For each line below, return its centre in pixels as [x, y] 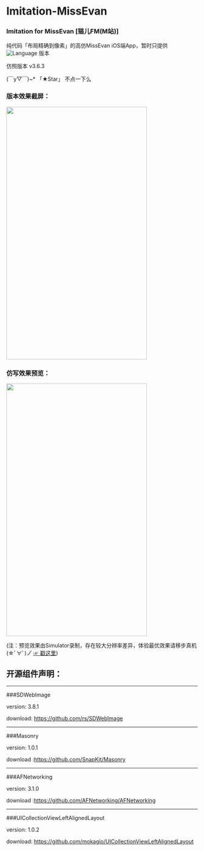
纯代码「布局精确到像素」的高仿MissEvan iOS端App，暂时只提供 [87, 46]
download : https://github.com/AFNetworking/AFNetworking [81, 800]
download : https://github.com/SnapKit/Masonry [66, 759]
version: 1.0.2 [23, 829]
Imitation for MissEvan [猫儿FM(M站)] [63, 32]
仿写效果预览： [28, 373]
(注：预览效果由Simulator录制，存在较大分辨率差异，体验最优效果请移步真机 [102, 646]
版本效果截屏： [28, 97]
